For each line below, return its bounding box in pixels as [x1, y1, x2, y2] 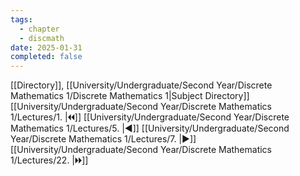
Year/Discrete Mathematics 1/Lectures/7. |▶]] [10, 133, 197, 145]
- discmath [19, 33, 65, 43]
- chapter [19, 24, 60, 34]
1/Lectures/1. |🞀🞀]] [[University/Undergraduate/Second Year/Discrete [10, 111, 290, 123]
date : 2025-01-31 [10, 42, 83, 53]
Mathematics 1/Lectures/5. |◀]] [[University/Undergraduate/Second [10, 122, 290, 135]
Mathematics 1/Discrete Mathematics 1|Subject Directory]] [10, 90, 250, 102]
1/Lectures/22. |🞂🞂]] [10, 154, 89, 166]
